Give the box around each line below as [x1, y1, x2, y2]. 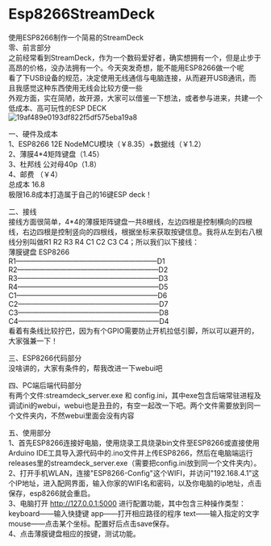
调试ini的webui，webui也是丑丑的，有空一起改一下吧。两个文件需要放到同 [8, 401, 254, 410]
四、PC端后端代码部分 [8, 380, 82, 390]
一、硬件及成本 [8, 128, 58, 138]
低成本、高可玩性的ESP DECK [8, 103, 107, 113]
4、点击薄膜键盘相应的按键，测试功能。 [8, 528, 141, 538]
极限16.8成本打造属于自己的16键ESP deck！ [8, 189, 153, 199]
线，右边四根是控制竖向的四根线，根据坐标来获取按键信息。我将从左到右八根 [8, 227, 263, 237]
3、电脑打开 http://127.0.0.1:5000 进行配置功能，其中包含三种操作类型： [8, 498, 246, 508]
